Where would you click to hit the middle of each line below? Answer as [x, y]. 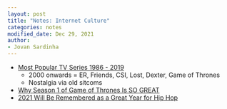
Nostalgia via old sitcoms [65, 82]
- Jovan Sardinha [33, 47]
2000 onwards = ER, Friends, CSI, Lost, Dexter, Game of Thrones [124, 75]
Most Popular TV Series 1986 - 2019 [71, 67]
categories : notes [35, 27]
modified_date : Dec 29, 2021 [51, 34]
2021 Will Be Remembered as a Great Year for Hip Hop [98, 98]
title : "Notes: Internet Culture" [59, 21]
